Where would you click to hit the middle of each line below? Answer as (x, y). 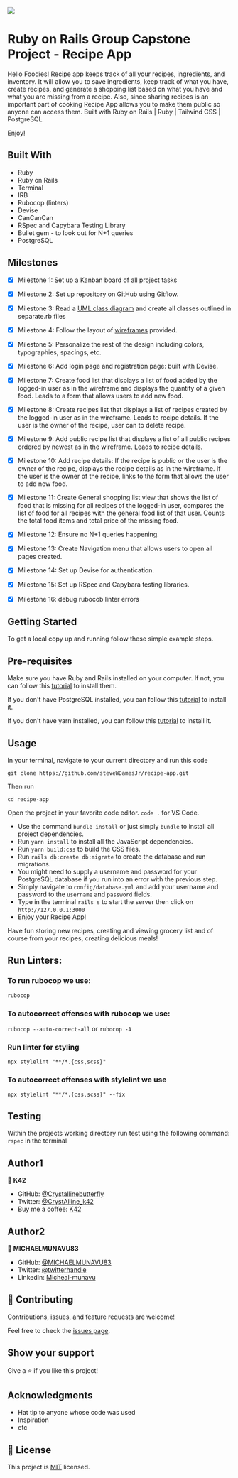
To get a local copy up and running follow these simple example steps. (110, 639)
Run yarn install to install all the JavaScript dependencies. (105, 841)
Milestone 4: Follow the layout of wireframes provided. (97, 330)
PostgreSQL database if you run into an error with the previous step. (118, 879)
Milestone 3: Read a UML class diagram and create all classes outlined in (124, 308)
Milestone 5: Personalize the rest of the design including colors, (111, 344)
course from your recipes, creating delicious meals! (83, 938)
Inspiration (33, 1420)
